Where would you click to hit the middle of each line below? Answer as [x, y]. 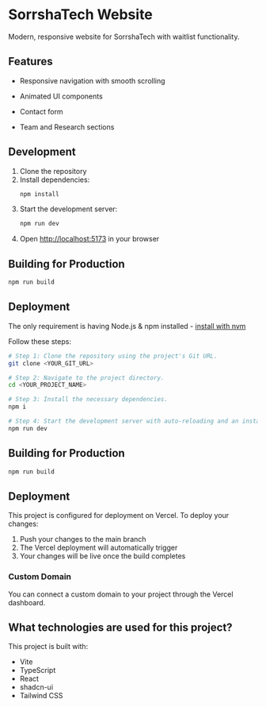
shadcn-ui [36, 687]
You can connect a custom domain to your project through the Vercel [121, 594]
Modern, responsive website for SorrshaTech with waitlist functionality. [124, 37]
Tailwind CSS [41, 696]
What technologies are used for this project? [120, 628]
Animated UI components [61, 96]
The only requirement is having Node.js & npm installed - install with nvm [127, 326]
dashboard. [27, 602]
